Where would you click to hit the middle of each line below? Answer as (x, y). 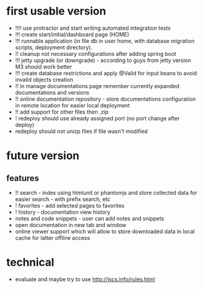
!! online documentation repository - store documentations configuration (105, 99)
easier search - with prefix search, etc (63, 199)
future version (43, 156)
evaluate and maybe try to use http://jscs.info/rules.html (85, 279)
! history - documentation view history (63, 212)
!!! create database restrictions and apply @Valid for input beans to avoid (106, 73)
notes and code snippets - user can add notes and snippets (90, 218)
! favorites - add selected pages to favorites (70, 205)
